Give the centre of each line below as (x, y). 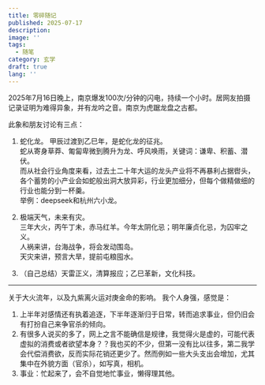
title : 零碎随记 (32, 15)
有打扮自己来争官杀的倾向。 (65, 323)
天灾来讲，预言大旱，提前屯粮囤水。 (78, 256)
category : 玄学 (32, 60)
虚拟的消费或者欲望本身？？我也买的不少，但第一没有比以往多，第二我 (134, 343)
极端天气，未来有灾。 (54, 217)
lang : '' (22, 74)
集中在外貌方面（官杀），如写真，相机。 (84, 363)
